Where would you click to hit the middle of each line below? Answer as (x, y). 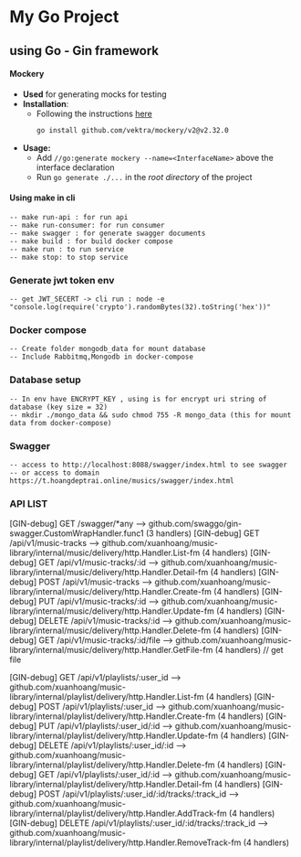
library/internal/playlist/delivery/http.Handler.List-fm (107, 697)
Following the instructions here (94, 113)
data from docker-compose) (61, 423)
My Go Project (64, 17)
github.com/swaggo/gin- (195, 524)
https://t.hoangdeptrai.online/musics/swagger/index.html (122, 481)
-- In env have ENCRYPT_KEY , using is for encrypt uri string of (138, 399)
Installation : (46, 103)
